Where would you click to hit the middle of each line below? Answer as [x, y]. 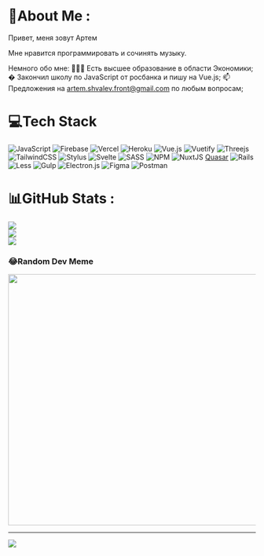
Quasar [217, 157]
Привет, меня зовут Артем [53, 38]
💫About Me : [49, 16]
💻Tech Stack [53, 122]
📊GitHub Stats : [62, 199]
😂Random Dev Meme [51, 261]
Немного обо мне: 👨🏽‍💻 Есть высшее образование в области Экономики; [131, 68]
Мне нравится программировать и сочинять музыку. [97, 53]
